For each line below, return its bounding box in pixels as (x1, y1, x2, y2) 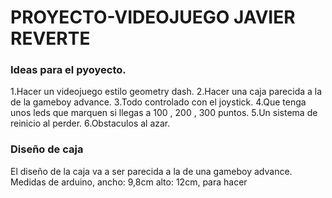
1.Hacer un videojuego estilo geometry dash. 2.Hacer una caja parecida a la (10, 86, 323, 98)
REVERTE (10, 27, 91, 50)
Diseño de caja (10, 142, 84, 156)
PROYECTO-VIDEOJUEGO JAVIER (10, 6, 296, 29)
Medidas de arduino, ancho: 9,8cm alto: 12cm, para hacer (10, 176, 248, 188)
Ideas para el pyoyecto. (10, 63, 127, 77)
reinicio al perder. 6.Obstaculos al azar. (10, 117, 171, 130)
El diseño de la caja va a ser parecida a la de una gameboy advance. (10, 165, 293, 177)
